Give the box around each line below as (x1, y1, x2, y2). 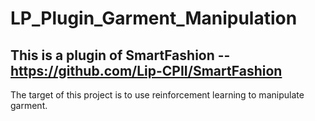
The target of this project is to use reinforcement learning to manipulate (10, 89, 305, 101)
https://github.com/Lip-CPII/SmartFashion (10, 62, 283, 79)
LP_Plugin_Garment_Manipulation (10, 7, 298, 30)
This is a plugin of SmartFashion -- (10, 47, 231, 64)
